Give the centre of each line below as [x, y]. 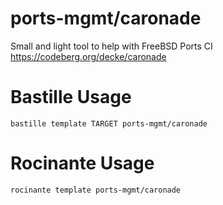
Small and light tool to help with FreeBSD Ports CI [111, 46]
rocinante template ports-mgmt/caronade [96, 190]
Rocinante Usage [82, 163]
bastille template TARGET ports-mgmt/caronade [109, 123]
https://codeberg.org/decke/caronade [88, 56]
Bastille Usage [71, 97]
